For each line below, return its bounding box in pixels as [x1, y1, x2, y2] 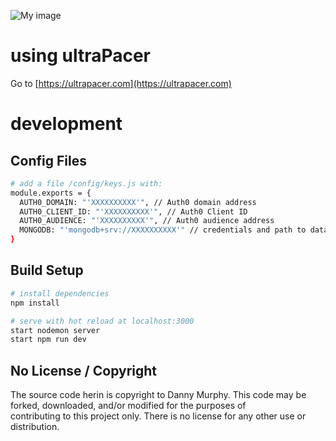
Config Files [10, 152, 87, 169]
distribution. [10, 421, 60, 433]
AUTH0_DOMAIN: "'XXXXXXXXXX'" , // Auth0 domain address [19, 197, 257, 207]
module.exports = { [10, 188, 92, 198]
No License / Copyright [10, 362, 158, 379]
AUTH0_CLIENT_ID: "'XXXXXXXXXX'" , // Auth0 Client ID [19, 206, 248, 217]
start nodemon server [10, 325, 101, 335]
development [10, 113, 123, 135]
